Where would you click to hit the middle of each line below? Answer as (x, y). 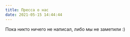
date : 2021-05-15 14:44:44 (34, 15)
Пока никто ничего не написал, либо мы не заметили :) (65, 29)
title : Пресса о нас (27, 10)
